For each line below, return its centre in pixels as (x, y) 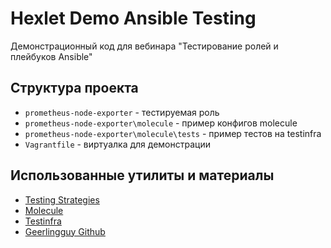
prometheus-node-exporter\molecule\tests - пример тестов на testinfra (173, 133)
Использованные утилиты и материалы (142, 175)
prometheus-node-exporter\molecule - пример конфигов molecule (161, 123)
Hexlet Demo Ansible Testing (133, 18)
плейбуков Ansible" (51, 56)
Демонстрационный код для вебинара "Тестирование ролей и (144, 46)
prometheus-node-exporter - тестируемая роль (122, 112)
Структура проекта (74, 88)
